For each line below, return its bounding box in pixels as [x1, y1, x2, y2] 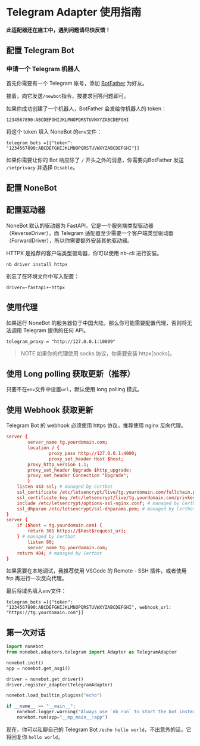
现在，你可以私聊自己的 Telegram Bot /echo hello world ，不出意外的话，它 [6, 726, 192, 733]
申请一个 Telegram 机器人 [6, 65, 80, 73]
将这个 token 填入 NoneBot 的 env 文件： [6, 128, 102, 135]
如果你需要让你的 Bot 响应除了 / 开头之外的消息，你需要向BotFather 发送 [6, 156, 185, 163]
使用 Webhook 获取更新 [6, 405, 93, 415]
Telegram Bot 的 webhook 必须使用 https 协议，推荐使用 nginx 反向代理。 [6, 422, 186, 429]
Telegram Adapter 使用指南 [6, 5, 142, 19]
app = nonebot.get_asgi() [6, 665, 70, 671]
